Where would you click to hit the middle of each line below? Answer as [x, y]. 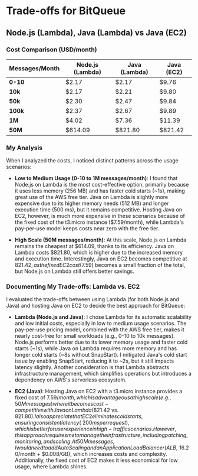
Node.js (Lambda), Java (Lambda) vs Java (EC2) [96, 33]
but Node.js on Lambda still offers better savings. [74, 271]
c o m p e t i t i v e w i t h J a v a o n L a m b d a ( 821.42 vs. [67, 410]
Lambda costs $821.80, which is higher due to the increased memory [99, 253]
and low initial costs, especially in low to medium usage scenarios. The [100, 324]
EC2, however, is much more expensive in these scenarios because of [100, 216]
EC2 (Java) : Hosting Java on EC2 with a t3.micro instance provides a [98, 392]
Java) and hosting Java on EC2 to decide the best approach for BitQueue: [96, 306]
